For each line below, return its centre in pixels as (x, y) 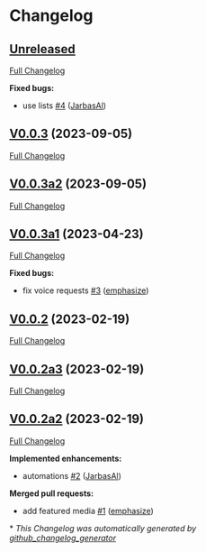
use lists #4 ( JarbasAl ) (64, 106)
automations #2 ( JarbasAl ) (72, 475)
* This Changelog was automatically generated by (103, 528)
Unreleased (43, 49)
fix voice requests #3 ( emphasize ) (85, 290)
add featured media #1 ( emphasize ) (88, 511)
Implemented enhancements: (66, 458)
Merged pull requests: (52, 493)
